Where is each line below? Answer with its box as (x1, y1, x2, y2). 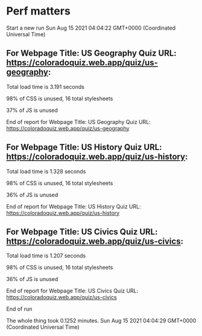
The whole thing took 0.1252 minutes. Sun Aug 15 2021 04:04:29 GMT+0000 (6, 317, 197, 325)
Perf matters (6, 4, 71, 18)
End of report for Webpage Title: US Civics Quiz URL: (6, 287, 139, 294)
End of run (6, 305, 33, 312)
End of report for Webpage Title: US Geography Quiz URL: (6, 118, 151, 125)
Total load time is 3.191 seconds (6, 83, 84, 90)
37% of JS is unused (6, 106, 58, 114)
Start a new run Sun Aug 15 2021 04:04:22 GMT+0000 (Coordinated (6, 24, 176, 31)
